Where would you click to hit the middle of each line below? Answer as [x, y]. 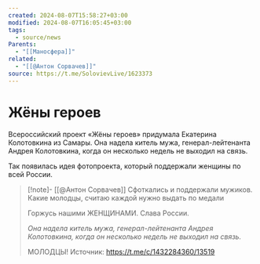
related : [22, 60]
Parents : [22, 45]
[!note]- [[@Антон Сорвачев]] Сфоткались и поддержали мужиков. [140, 190]
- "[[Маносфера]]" [46, 52]
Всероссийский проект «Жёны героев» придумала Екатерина [113, 134]
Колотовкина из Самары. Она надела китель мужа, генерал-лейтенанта [130, 143]
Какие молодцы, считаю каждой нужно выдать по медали [126, 197]
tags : [17, 30]
